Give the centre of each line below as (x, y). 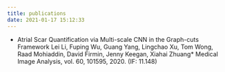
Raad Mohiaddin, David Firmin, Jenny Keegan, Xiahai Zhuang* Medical (118, 54)
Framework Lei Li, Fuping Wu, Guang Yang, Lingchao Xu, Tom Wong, (115, 47)
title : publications (37, 13)
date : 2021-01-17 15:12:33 (46, 20)
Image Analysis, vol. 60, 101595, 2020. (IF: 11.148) (87, 61)
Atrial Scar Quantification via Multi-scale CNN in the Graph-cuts (108, 39)
